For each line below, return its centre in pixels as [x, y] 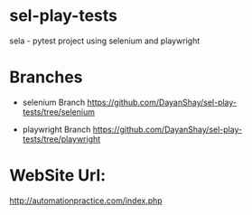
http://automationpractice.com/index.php [86, 201]
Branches [46, 77]
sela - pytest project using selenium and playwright [105, 41]
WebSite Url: [58, 176]
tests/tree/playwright [61, 139]
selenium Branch [54, 102]
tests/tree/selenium [58, 112]
